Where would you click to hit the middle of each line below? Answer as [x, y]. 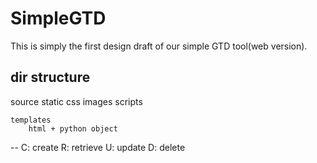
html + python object [73, 128]
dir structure [50, 77]
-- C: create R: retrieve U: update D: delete [98, 147]
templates [31, 120]
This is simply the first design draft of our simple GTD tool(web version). [159, 46]
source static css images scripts [76, 101]
